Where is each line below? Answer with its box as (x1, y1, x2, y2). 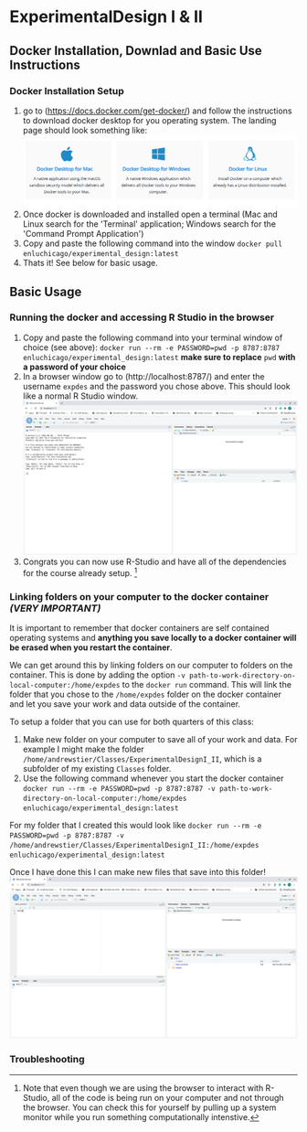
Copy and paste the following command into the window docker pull (22, 238, 283, 249)
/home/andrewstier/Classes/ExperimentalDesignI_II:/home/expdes (9, 840, 259, 849)
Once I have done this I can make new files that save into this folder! (9, 866, 267, 877)
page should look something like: (22, 124, 148, 135)
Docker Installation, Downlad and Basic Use (9, 43, 262, 59)
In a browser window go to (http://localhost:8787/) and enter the (22, 370, 265, 381)
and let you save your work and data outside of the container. (9, 698, 240, 710)
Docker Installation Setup (9, 84, 125, 97)
